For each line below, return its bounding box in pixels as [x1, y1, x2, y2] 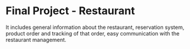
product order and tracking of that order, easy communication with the [5, 30, 180, 37]
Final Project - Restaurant [5, 4, 135, 18]
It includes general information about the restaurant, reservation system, [5, 24, 185, 31]
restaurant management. [5, 36, 67, 43]
